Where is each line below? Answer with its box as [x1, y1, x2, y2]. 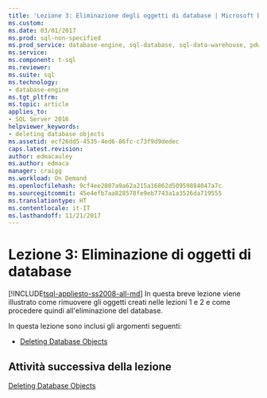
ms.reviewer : [8, 64, 52, 72]
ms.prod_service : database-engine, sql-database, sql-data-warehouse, [8, 41, 247, 49]
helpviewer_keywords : [8, 123, 80, 131]
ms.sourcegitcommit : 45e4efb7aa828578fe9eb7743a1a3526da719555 [8, 189, 222, 197]
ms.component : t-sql [8, 57, 77, 64]
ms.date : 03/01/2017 [8, 26, 77, 34]
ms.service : [8, 49, 48, 57]
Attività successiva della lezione [8, 360, 172, 373]
